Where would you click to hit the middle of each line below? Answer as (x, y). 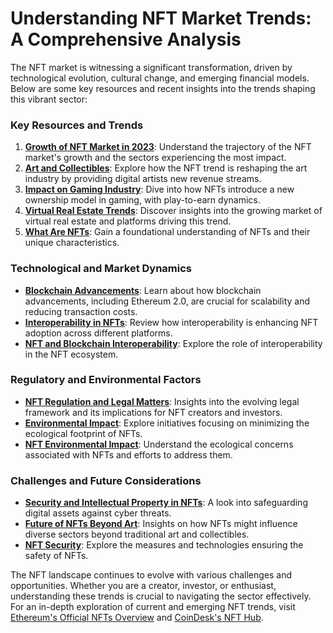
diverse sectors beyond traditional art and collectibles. (137, 534)
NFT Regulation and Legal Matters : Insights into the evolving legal (162, 401)
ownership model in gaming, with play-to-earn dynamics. (142, 200)
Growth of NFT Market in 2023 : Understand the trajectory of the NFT (168, 147)
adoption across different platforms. (98, 333)
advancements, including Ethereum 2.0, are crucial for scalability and (167, 301)
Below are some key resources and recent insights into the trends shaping (163, 88)
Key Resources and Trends (77, 125)
